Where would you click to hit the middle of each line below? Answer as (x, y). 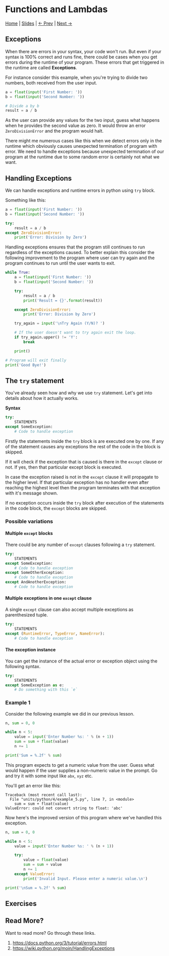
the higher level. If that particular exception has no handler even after (77, 482)
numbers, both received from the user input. (51, 82)
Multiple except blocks (29, 533)
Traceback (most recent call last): (44, 795)
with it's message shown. (32, 493)
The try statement (35, 381)
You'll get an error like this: (33, 785)
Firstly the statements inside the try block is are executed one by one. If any (84, 441)
